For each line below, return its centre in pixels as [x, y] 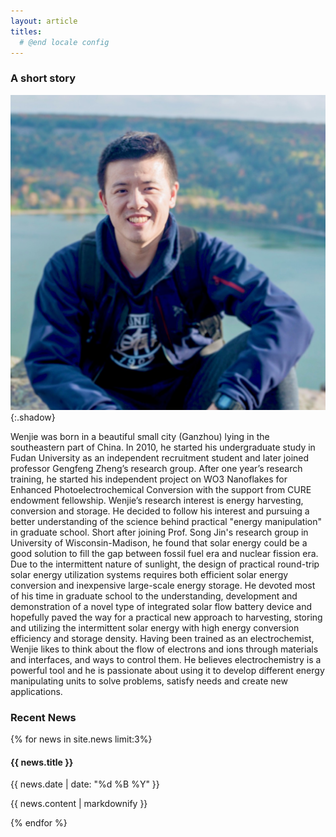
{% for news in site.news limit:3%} [81, 739]
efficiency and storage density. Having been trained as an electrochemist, [162, 638]
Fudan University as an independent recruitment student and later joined [160, 457]
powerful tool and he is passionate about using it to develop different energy [167, 670]
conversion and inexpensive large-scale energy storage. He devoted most [163, 585]
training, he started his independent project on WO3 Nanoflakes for [149, 479]
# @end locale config [64, 42]
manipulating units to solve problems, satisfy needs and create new [149, 681]
